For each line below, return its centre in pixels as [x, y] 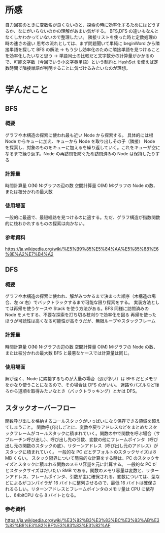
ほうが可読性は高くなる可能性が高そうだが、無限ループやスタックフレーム [81, 321]
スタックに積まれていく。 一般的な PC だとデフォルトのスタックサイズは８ [81, 452]
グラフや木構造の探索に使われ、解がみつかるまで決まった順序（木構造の [78, 296]
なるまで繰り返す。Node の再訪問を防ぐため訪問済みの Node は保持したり [80, 153]
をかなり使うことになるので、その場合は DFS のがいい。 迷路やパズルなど [80, 385]
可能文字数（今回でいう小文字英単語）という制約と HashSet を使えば [84, 62]
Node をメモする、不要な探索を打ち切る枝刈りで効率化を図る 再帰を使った [81, 315]
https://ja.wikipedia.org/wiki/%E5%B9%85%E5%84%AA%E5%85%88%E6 [82, 249]
